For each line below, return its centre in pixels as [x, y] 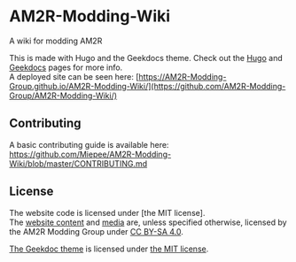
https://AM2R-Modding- [183, 76]
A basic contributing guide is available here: [89, 144]
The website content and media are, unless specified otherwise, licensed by [148, 222]
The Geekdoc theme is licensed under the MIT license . [109, 249]
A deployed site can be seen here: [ [74, 76]
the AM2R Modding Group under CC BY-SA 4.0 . [97, 231]
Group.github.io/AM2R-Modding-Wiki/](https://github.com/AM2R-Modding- [148, 86]
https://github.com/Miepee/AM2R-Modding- [90, 154]
